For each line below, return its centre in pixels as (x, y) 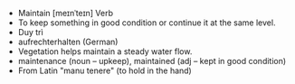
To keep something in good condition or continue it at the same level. (147, 23)
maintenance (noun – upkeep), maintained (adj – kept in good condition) (152, 61)
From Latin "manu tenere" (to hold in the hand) (105, 70)
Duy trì (30, 32)
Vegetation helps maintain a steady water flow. (105, 51)
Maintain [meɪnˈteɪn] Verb (66, 13)
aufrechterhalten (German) (68, 42)
